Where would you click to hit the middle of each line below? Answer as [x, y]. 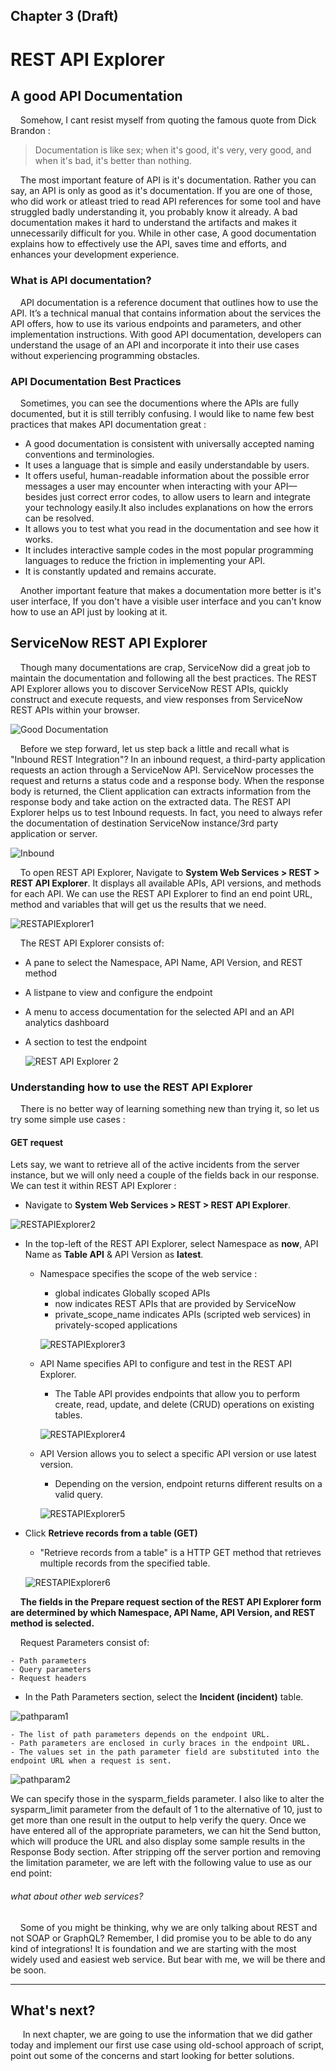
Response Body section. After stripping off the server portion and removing [166, 1852]
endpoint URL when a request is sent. [91, 1761]
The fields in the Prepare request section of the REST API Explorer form [170, 1602]
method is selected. [52, 1623]
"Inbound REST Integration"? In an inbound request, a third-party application [168, 759]
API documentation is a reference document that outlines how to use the [169, 302]
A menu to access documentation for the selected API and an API [159, 1011]
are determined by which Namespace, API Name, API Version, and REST [163, 1613]
